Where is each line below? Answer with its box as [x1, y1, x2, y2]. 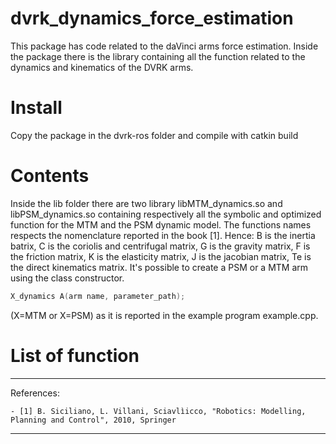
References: [10, 387, 60, 399]
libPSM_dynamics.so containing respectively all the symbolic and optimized [10, 208, 322, 220]
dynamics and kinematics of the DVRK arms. [10, 61, 194, 73]
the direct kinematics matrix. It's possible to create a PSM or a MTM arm [10, 261, 309, 273]
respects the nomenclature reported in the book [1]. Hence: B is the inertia [10, 229, 316, 241]
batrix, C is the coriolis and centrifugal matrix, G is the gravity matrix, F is [10, 240, 311, 252]
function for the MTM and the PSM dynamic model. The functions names [10, 218, 312, 231]
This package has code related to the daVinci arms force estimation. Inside [10, 40, 319, 52]
